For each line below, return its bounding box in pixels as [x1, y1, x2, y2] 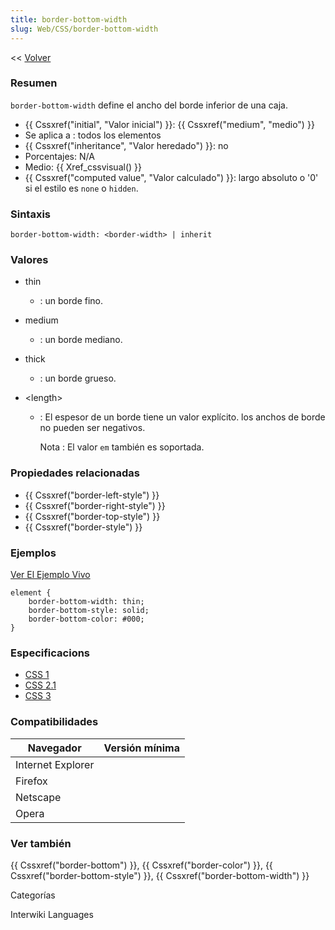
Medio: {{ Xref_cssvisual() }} [24, 161, 142, 173]
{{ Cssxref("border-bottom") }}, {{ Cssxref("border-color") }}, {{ [10, 859, 273, 871]
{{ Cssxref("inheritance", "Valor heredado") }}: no [24, 139, 229, 151]
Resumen [10, 76, 58, 90]
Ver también [10, 836, 72, 850]
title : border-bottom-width [10, 14, 128, 25]
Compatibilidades [10, 715, 99, 729]
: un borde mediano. [39, 334, 123, 346]
